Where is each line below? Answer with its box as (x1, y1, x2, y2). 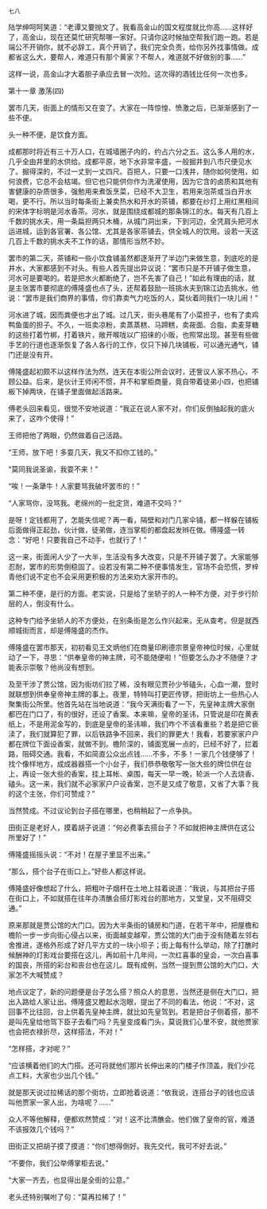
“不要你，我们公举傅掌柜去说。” (8, 1158, 109, 1168)
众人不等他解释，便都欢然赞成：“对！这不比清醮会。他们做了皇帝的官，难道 (8, 1114, 256, 1124)
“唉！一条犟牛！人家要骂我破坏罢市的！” (8, 481, 141, 491)
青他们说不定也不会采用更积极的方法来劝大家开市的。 (8, 572, 183, 581)
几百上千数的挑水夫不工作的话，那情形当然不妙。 (8, 237, 168, 245)
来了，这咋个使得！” (8, 413, 75, 423)
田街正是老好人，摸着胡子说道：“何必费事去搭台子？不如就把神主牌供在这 (8, 823, 249, 832)
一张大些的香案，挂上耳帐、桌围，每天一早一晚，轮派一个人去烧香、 (35, 769, 259, 778)
